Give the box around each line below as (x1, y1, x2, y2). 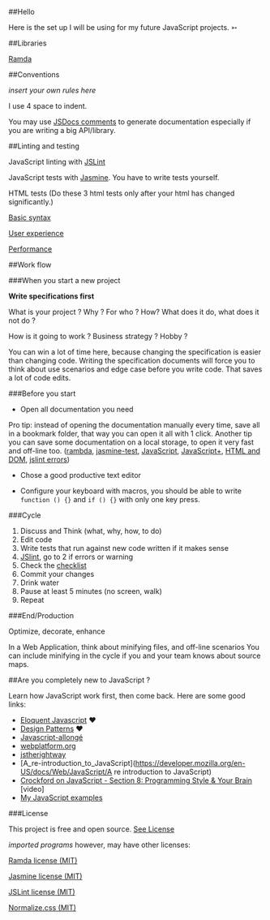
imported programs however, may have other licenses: (8, 840, 191, 849)
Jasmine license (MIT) (8, 871, 83, 881)
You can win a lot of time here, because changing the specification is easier (8, 347, 262, 356)
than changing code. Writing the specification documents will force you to (8, 356, 255, 365)
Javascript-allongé (19, 733, 84, 742)
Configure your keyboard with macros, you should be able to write (19, 486, 242, 496)
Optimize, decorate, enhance (8, 626, 105, 636)
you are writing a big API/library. (8, 126, 116, 135)
